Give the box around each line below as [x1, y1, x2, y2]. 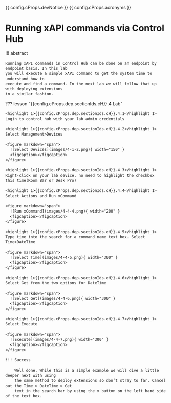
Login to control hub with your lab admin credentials [5, 116, 125, 121]
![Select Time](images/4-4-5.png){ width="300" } [10, 255, 118, 260]
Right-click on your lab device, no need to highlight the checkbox [5, 172, 155, 178]
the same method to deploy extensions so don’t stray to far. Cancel [14, 378, 166, 383]
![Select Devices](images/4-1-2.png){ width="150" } [10, 147, 125, 152]
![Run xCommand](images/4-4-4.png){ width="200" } [10, 208, 120, 214]
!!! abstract [5, 50, 28, 56]
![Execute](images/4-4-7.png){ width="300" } [10, 337, 109, 342]
